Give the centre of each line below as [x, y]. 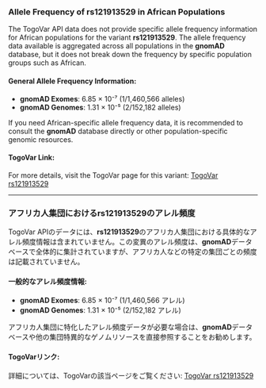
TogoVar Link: [32, 158]
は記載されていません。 [46, 261]
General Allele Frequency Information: [72, 81]
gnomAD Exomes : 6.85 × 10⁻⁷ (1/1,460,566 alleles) [102, 98]
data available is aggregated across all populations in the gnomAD [117, 46]
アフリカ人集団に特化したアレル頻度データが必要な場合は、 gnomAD [120, 327]
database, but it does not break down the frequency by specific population [130, 55]
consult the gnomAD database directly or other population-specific [118, 131]
